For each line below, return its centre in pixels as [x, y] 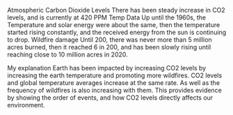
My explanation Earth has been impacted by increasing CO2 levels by [107, 68]
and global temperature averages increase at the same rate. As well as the [114, 83]
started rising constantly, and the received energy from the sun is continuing [117, 32]
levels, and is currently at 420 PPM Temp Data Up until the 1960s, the [107, 17]
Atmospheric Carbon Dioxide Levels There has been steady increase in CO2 [116, 10]
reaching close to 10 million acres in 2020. [68, 54]
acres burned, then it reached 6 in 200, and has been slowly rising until [109, 47]
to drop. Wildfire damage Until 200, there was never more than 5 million [110, 40]
